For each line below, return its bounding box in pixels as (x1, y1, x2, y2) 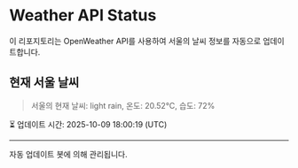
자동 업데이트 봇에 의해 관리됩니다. (9, 149, 128, 159)
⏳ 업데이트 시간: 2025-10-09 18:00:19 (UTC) (9, 118, 168, 129)
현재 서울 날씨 (9, 75, 80, 90)
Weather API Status (9, 5, 157, 26)
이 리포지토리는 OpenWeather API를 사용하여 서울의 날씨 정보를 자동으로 (9, 35, 262, 46)
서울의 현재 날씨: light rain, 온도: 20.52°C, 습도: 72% (30, 100, 216, 111)
